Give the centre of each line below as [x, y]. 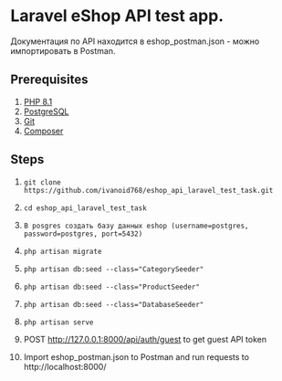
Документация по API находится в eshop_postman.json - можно [135, 41]
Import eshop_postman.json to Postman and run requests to [136, 356]
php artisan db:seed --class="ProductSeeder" [111, 287]
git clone [42, 182]
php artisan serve [58, 322]
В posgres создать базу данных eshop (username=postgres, [136, 226]
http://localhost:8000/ [65, 366]
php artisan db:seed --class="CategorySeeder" [114, 269]
